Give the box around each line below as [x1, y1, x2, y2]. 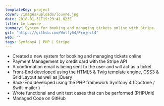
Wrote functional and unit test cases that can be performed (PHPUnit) [12, 90, 155, 96]
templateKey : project [5, 7, 50, 12]
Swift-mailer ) [12, 85, 41, 91]
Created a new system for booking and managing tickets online [12, 53, 142, 59]
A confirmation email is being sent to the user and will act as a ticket [12, 63, 152, 69]
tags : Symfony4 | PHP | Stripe [5, 40, 70, 45]
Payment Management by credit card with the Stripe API [12, 58, 127, 64]
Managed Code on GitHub [12, 95, 66, 101]
